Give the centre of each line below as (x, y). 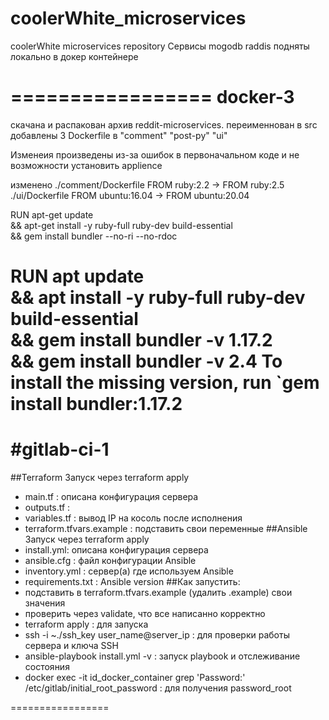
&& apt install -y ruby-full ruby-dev (158, 298)
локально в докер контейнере (74, 56)
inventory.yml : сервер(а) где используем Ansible (129, 571)
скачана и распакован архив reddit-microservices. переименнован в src (164, 124)
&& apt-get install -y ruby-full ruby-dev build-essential (121, 225)
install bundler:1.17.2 (96, 404)
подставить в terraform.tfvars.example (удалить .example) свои (158, 592)
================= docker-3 (152, 97)
